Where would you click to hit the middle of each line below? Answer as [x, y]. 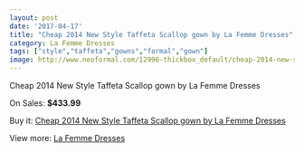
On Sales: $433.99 [45, 103]
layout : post [34, 18]
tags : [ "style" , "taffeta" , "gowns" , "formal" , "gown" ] [109, 52]
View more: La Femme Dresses [67, 138]
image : [22, 60]
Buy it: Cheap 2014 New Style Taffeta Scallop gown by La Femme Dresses [148, 120]
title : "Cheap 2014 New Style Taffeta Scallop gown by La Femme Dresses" [152, 34]
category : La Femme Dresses [62, 43]
